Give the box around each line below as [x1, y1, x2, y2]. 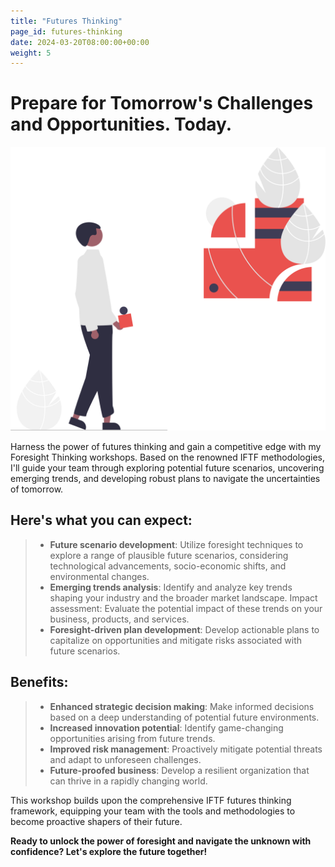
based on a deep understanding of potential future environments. [49, 711, 320, 723]
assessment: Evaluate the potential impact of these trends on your [49, 602, 323, 614]
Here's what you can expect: [10, 512, 193, 529]
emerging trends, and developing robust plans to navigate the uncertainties [10, 472, 321, 484]
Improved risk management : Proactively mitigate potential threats [49, 743, 323, 755]
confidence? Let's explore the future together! [10, 845, 208, 857]
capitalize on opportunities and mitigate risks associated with [49, 634, 303, 646]
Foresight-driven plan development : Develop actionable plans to [49, 623, 320, 635]
